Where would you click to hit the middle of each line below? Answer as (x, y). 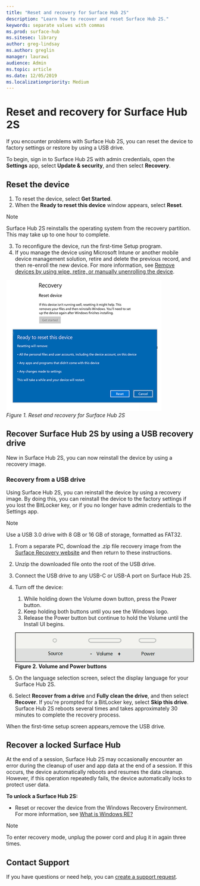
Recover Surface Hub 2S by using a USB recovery (100, 434)
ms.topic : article (29, 69)
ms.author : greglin (30, 51)
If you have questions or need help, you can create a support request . (92, 877)
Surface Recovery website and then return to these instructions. (93, 553)
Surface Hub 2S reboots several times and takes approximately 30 (96, 708)
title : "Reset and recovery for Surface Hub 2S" (68, 13)
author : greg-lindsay (33, 44)
